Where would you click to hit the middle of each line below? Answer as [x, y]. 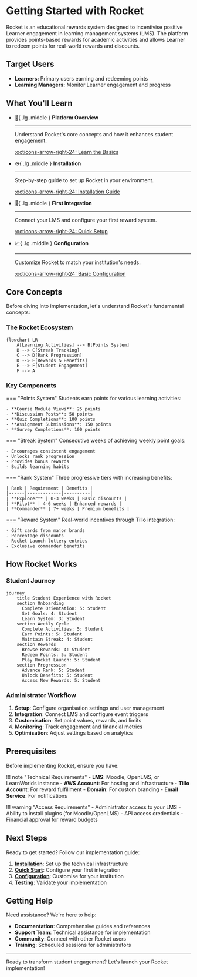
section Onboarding [40, 603]
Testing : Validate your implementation [61, 882]
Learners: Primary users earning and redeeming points [81, 78]
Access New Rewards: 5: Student [61, 680]
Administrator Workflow [41, 695]
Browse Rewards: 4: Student [56, 650]
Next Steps [27, 838]
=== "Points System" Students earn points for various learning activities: [94, 398]
